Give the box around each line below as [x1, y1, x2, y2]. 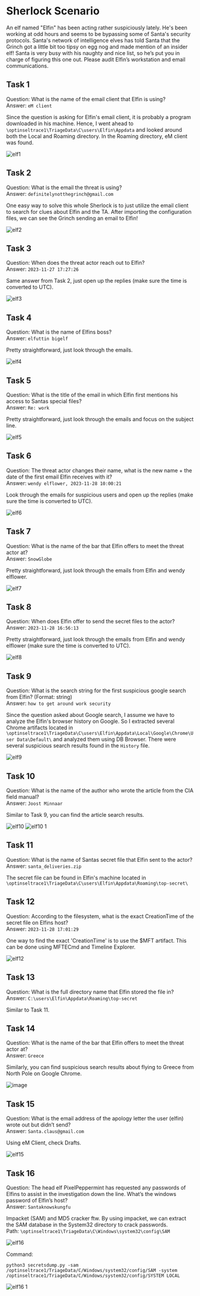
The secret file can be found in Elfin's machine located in [6, 874, 146, 881]
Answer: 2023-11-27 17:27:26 [6, 265, 79, 273]
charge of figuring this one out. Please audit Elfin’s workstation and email [6, 56, 186, 63]
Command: [6, 1250, 33, 1258]
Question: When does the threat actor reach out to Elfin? [6, 259, 145, 267]
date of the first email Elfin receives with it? [6, 473, 112, 480]
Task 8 [6, 602, 32, 612]
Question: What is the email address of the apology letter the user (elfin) [6, 1115, 184, 1122]
